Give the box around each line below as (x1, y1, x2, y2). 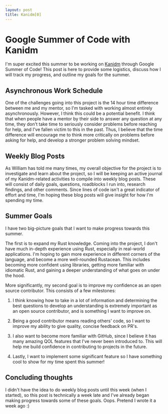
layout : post (5, 7, 33, 13)
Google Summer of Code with (5, 34, 130, 45)
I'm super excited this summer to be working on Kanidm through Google (5, 61, 154, 67)
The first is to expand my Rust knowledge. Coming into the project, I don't (5, 240, 158, 246)
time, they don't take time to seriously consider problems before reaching (5, 121, 157, 127)
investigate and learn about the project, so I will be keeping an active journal (5, 171, 162, 177)
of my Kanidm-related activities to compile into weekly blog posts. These (5, 176, 156, 182)
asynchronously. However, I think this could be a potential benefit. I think (5, 110, 155, 116)
